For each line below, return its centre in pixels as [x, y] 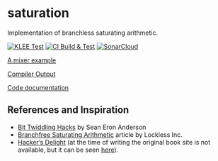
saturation [38, 13]
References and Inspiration [68, 110]
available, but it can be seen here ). [68, 150]
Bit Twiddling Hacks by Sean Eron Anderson [82, 127]
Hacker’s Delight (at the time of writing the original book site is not [114, 142]
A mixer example [32, 60]
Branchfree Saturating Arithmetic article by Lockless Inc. [100, 134]
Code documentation [38, 87]
